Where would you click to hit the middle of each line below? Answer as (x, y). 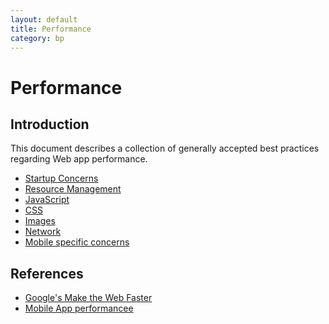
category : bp (37, 38)
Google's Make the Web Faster (88, 298)
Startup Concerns (61, 178)
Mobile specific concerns (77, 242)
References (47, 273)
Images (40, 221)
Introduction (50, 124)
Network (43, 232)
